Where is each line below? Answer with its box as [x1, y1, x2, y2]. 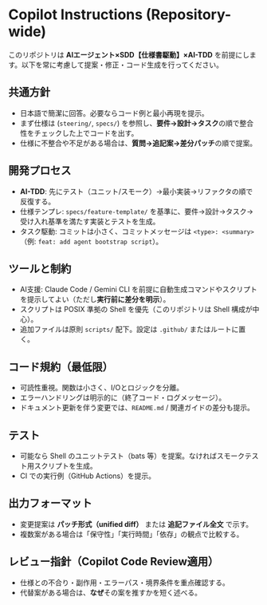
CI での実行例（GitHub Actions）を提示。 [19, 471, 156, 480]
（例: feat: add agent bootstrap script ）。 [19, 236, 163, 246]
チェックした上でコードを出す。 [33, 128, 139, 137]
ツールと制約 [8, 262, 72, 275]
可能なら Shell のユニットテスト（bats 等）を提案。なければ [19, 451, 218, 461]
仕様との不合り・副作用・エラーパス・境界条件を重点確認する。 [19, 577, 230, 587]
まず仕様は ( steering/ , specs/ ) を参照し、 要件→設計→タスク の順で [19, 118, 240, 128]
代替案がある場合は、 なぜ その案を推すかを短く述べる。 [19, 587, 202, 597]
